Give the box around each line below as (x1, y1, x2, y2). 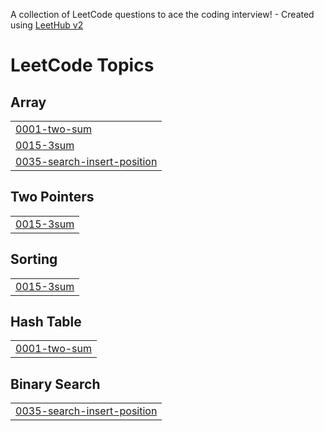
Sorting (10, 251, 58, 268)
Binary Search (10, 375, 101, 393)
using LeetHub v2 (10, 19, 84, 31)
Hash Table (10, 314, 82, 331)
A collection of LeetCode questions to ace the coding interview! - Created (10, 9, 315, 20)
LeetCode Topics (10, 54, 155, 77)
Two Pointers (10, 189, 95, 206)
